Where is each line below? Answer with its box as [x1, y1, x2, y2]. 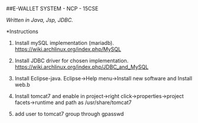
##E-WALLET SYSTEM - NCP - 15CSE [6, 5, 99, 12]
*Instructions [6, 28, 38, 35]
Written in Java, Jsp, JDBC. [6, 17, 74, 23]
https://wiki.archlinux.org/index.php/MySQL [14, 46, 121, 53]
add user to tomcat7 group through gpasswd [14, 111, 124, 117]
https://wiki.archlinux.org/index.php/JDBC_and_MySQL [14, 63, 149, 70]
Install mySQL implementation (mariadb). [14, 40, 114, 46]
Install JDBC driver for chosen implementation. [14, 57, 129, 64]
